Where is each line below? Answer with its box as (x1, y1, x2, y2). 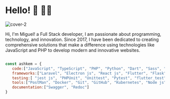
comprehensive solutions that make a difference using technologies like (5, 41, 155, 47)
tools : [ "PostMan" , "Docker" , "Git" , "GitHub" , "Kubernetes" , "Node (12, 80, 157, 85)
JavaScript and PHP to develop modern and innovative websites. (5, 47, 141, 53)
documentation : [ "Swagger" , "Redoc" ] (12, 85, 90, 90)
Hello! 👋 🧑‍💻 (5, 5, 52, 16)
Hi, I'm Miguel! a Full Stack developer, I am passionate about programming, (5, 31, 161, 37)
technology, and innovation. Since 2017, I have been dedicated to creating (5, 36, 159, 42)
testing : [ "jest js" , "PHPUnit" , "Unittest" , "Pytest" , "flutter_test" (12, 75, 166, 80)
